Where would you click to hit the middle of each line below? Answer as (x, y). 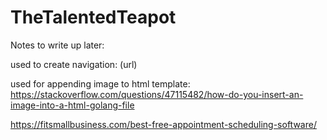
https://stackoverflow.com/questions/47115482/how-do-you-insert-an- (157, 94)
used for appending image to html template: (100, 83)
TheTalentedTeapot (93, 17)
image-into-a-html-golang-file (72, 105)
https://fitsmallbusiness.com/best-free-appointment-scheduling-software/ (163, 124)
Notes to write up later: (57, 45)
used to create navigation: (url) (74, 64)
